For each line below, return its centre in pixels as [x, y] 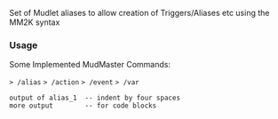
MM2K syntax [35, 22]
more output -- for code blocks [83, 106]
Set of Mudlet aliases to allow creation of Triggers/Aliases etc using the [139, 13]
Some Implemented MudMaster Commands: [90, 65]
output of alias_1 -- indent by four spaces [95, 98]
